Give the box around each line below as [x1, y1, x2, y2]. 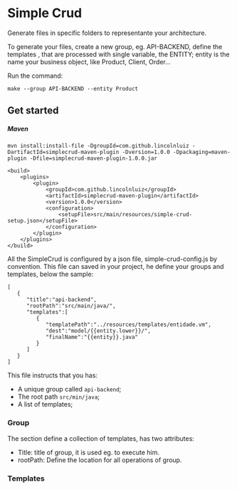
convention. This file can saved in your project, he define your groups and [7, 262, 224, 271]
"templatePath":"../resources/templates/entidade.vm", [45, 321, 212, 329]
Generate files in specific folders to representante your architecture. [7, 29, 207, 37]
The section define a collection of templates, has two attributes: [7, 434, 194, 443]
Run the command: [7, 71, 63, 80]
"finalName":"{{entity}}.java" [45, 334, 139, 341]
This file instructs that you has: [7, 371, 98, 379]
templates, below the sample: [7, 270, 94, 279]
